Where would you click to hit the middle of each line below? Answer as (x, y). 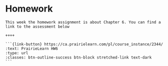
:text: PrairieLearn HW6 (32, 48)
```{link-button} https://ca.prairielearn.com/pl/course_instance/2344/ (84, 44)
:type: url (17, 53)
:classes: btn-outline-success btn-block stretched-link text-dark (79, 57)
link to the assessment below (38, 26)
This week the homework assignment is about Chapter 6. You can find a (83, 22)
